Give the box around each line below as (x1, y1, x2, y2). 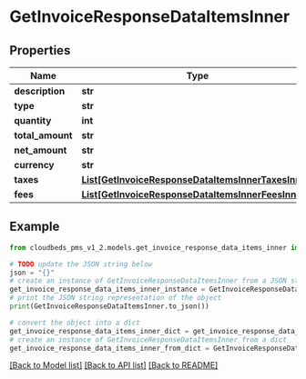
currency (14, 159, 55, 171)
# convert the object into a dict (9, 318, 141, 327)
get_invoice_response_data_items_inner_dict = (9, 326, 189, 335)
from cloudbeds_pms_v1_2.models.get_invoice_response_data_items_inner (9, 243, 287, 252)
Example (9, 219, 60, 234)
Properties (9, 43, 71, 58)
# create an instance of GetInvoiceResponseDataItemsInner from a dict (9, 334, 287, 344)
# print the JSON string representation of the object (9, 294, 222, 303)
